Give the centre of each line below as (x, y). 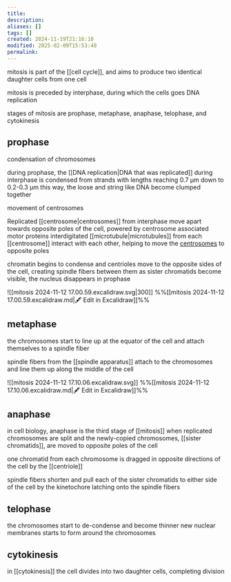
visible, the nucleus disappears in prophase (69, 279)
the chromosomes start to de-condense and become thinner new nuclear (111, 525)
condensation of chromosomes (51, 159)
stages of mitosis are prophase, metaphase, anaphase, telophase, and (107, 113)
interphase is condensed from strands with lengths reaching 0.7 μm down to (115, 180)
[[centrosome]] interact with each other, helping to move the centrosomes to (116, 243)
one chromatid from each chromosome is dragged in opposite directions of (114, 459)
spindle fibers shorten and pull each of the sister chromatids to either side (112, 480)
